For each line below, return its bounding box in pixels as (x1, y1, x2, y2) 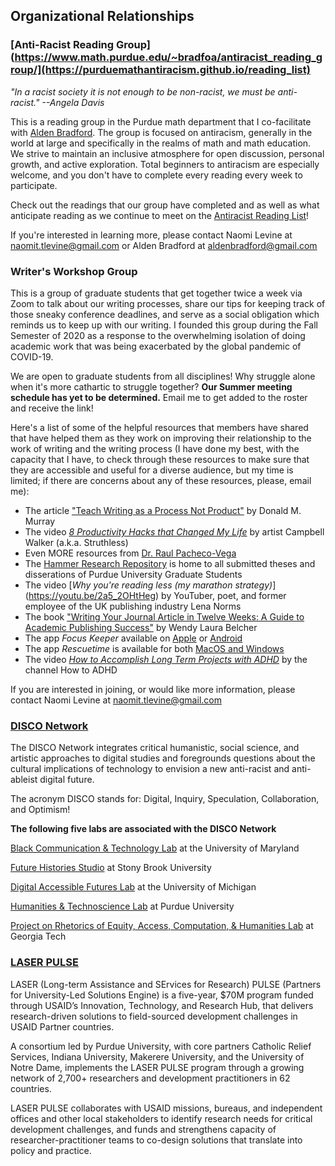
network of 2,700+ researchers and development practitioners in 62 (10, 1072, 291, 1084)
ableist (10, 774, 38, 786)
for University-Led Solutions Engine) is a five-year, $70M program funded (10, 989, 314, 1001)
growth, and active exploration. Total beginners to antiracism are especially (10, 158, 320, 170)
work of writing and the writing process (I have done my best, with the (10, 442, 300, 454)
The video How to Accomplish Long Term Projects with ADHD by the (24, 653, 308, 665)
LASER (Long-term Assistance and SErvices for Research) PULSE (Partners (10, 978, 322, 990)
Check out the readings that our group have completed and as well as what (10, 199, 320, 211)
